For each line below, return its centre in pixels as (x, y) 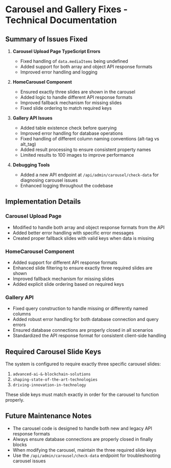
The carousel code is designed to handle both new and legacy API (82, 428)
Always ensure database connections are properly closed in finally (83, 439)
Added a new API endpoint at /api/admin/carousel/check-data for (90, 175)
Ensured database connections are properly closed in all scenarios (83, 330)
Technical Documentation (61, 20)
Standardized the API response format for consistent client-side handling (89, 336)
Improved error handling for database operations (72, 133)
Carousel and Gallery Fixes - (67, 9)
